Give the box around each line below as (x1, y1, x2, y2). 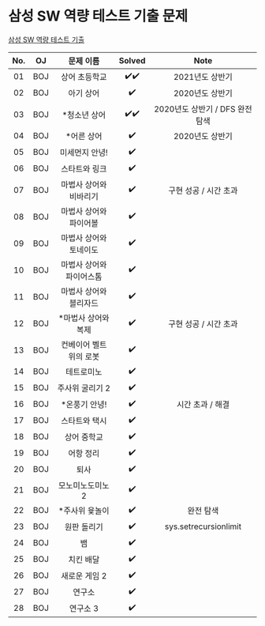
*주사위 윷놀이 (58, 505, 110, 516)
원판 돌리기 (64, 522, 104, 533)
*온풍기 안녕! (60, 399, 107, 410)
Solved (118, 55, 146, 66)
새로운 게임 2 (61, 571, 107, 582)
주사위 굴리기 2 (57, 383, 110, 394)
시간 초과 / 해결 (176, 399, 230, 410)
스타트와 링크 (61, 164, 107, 175)
